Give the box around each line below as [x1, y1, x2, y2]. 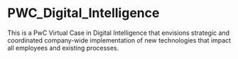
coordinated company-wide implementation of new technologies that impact [7, 36, 232, 44]
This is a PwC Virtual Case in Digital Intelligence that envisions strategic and [7, 28, 229, 37]
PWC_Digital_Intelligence [7, 5, 160, 21]
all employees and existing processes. [7, 43, 119, 52]
